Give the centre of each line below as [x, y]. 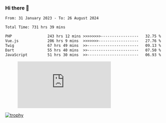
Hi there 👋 [17, 8]
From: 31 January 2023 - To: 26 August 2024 [52, 18]
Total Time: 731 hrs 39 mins [35, 27]
